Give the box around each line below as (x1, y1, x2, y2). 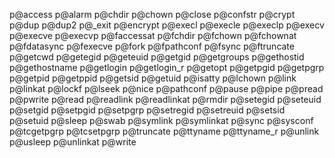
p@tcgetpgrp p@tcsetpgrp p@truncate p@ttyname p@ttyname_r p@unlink (9, 125, 320, 137)
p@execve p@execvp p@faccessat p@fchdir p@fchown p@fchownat (9, 30, 297, 41)
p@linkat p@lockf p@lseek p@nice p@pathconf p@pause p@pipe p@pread (9, 83, 324, 94)
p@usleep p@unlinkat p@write (9, 136, 137, 148)
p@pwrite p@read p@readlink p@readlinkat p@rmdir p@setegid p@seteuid (9, 94, 322, 105)
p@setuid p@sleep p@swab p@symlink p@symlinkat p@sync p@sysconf (9, 115, 314, 126)
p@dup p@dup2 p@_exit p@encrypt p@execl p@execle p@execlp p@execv (9, 19, 325, 31)
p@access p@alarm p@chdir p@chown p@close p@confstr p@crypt (9, 9, 296, 20)
